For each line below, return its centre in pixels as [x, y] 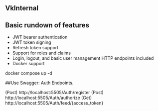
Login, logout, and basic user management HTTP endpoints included [83, 58]
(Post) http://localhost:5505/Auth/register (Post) [54, 93]
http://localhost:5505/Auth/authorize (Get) [49, 98]
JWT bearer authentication [40, 37]
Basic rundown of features [47, 25]
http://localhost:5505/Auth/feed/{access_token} [54, 103]
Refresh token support [35, 48]
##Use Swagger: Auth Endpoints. [39, 83]
